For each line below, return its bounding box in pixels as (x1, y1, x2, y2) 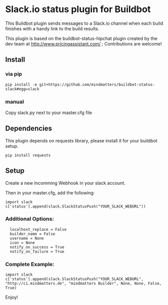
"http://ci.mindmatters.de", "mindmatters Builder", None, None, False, (5, 281, 162, 286)
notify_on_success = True (10, 244, 65, 249)
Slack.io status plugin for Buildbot (5, 4, 151, 15)
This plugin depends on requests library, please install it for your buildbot (5, 137, 158, 143)
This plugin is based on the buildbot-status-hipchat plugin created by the (5, 35, 158, 41)
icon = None (10, 240, 35, 245)
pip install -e (5, 82, 37, 87)
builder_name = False (10, 231, 56, 236)
